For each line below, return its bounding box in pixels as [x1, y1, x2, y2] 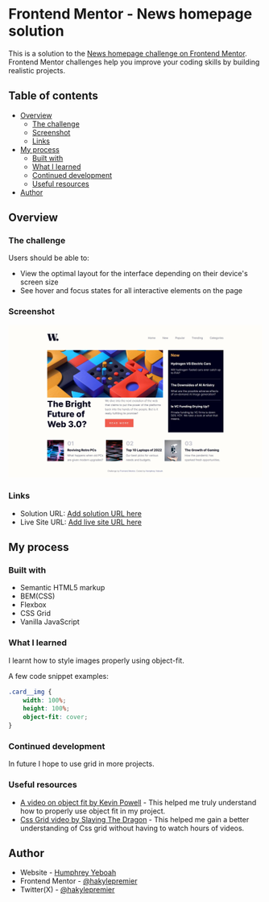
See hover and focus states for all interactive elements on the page [19, 286, 243, 296]
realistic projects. [8, 65, 66, 75]
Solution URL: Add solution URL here [19, 508, 143, 518]
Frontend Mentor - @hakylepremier [19, 876, 138, 886]
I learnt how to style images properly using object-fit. [8, 656, 185, 665]
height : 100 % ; [23, 705, 70, 713]
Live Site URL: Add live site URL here [19, 517, 143, 527]
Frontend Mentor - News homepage [8, 5, 252, 23]
